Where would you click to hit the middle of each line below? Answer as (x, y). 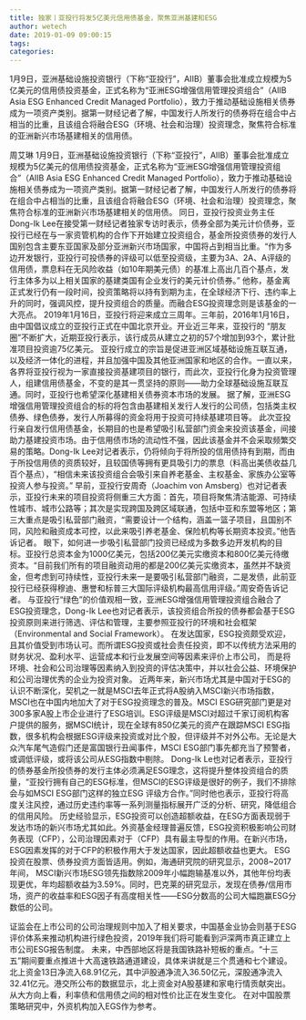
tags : (20, 43)
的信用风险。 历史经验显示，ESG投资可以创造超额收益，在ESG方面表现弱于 (150, 816)
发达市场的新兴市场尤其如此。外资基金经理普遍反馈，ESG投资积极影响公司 (149, 828)
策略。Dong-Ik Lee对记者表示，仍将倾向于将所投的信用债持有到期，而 (156, 451)
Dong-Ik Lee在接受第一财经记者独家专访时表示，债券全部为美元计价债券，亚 (153, 223)
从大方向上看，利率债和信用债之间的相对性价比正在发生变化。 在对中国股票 (150, 995)
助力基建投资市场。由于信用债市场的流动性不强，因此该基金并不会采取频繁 (149, 440)
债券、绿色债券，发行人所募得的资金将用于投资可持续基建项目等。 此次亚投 (150, 417)
